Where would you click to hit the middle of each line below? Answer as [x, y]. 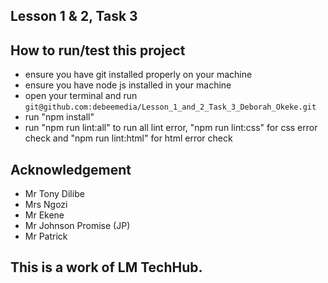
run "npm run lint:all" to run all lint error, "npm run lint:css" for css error [171, 128]
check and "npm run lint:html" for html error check [128, 138]
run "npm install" [59, 117]
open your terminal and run [81, 96]
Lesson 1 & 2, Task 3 [74, 16]
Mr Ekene [44, 215]
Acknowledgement [71, 169]
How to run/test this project [98, 50]
